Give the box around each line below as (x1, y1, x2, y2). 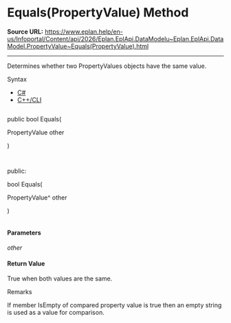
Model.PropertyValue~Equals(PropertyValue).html (7, 42, 149, 50)
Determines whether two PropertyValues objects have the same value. (7, 62, 207, 70)
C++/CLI (16, 95, 42, 104)
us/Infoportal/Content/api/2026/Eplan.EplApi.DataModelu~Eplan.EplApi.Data (7, 34, 224, 43)
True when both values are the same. (7, 274, 113, 283)
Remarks (7, 288, 32, 296)
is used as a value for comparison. (7, 309, 104, 317)
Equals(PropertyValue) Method (7, 5, 189, 21)
